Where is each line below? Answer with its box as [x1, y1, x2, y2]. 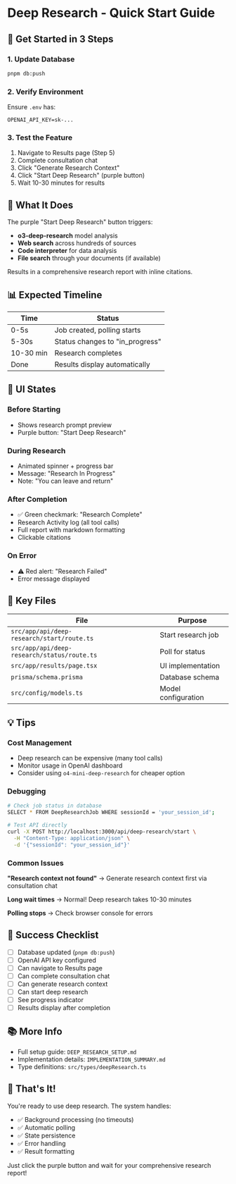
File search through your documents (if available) [17, 254, 162, 262]
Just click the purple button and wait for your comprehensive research [7, 1161, 211, 1169]
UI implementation [159, 661, 220, 671]
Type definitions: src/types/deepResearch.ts [17, 1063, 147, 1071]
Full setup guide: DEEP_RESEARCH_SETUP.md [17, 1048, 137, 1056]
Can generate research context [17, 980, 108, 988]
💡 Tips [7, 717, 37, 729]
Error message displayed [17, 574, 90, 583]
